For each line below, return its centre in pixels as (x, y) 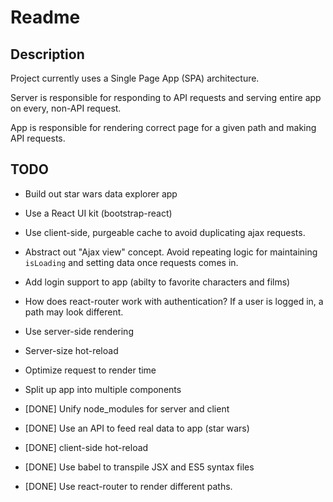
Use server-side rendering (79, 331)
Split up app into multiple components (103, 389)
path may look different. (74, 312)
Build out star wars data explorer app (101, 193)
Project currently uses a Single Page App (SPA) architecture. (135, 78)
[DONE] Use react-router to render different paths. (128, 486)
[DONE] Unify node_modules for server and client (127, 408)
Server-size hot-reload (71, 350)
